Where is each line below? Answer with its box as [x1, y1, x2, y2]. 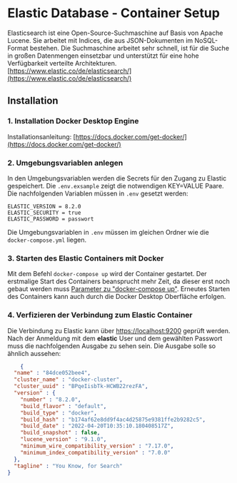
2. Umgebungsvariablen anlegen [7, 158, 123, 168]
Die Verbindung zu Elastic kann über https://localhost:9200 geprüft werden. [7, 326, 231, 335]
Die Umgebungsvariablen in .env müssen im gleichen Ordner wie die [7, 228, 209, 236]
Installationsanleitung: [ [7, 132, 76, 141]
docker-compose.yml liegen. [7, 235, 87, 244]
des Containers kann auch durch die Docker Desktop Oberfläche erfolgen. [7, 293, 226, 301]
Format [7, 44, 29, 52]
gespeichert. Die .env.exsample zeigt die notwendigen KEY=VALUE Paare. [7, 181, 224, 190]
